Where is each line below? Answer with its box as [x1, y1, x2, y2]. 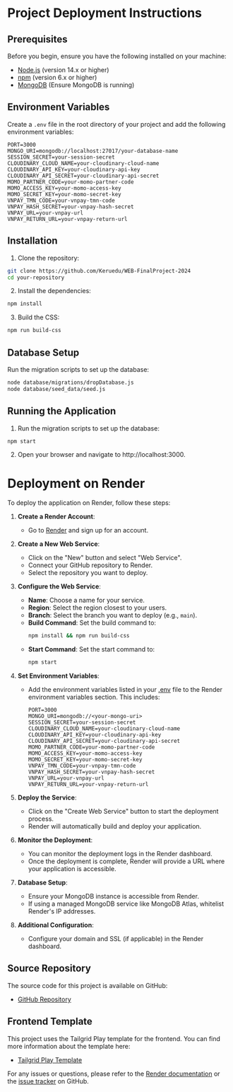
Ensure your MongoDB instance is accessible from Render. [28, 892, 200, 901]
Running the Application [7, 405, 116, 417]
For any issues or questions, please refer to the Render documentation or [7, 1069, 220, 1078]
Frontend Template [7, 1016, 93, 1028]
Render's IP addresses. [28, 907, 96, 916]
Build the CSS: [17, 313, 60, 322]
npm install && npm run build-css [28, 632, 130, 639]
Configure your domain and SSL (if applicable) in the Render [28, 935, 203, 943]
